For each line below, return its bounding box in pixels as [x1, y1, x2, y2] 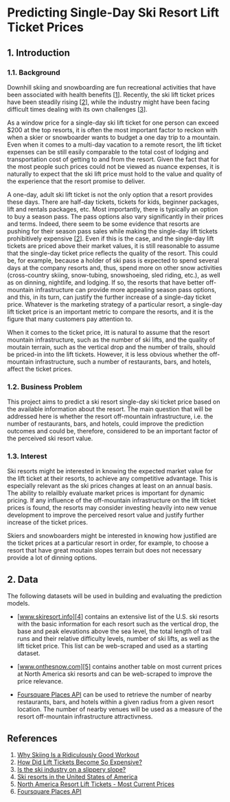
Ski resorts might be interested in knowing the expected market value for [7, 467, 214, 475]
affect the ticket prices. [7, 364, 73, 373]
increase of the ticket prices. [7, 518, 88, 526]
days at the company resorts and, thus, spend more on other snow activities [7, 263, 223, 271]
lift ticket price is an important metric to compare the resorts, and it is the [7, 307, 214, 316]
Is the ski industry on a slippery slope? [16, 765, 126, 774]
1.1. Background [7, 68, 60, 77]
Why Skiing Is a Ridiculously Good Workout [16, 751, 139, 759]
